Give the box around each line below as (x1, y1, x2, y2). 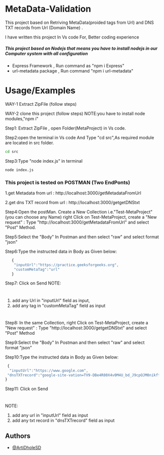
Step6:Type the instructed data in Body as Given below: (5, 248, 117, 254)
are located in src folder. (5, 140, 54, 146)
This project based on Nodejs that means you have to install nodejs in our (5, 45, 158, 51)
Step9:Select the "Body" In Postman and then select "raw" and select (5, 340, 145, 345)
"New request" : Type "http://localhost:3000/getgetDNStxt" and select (5, 325, 147, 331)
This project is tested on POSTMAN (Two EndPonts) (5, 179, 130, 186)
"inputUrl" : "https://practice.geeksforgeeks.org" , (14, 262, 119, 267)
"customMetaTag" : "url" (14, 267, 60, 272)
